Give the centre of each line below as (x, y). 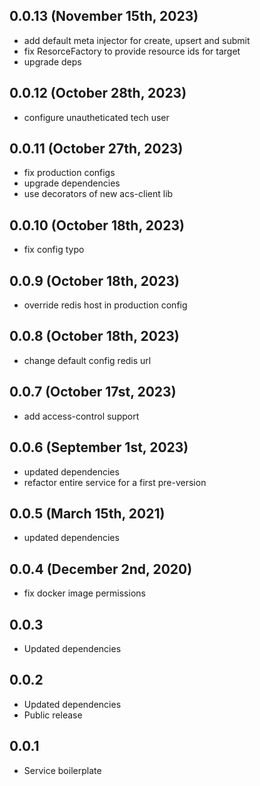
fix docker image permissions (84, 593)
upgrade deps (52, 61)
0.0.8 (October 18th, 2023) (94, 336)
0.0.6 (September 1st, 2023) (99, 447)
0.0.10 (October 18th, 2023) (97, 225)
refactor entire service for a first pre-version (115, 482)
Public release (53, 715)
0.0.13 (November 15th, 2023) (104, 16)
